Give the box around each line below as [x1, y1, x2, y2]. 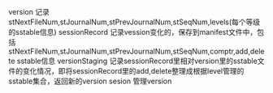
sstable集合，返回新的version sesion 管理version [8, 76, 172, 86]
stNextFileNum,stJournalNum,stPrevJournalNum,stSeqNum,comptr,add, [8, 47, 250, 56]
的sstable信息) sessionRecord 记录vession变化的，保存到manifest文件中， [8, 27, 258, 36]
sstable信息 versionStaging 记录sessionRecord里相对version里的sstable [16, 56, 258, 66]
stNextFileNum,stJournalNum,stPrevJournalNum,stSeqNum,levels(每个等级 [8, 17, 261, 27]
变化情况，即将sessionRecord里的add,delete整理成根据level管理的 [22, 66, 245, 75]
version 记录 [8, 7, 50, 16]
